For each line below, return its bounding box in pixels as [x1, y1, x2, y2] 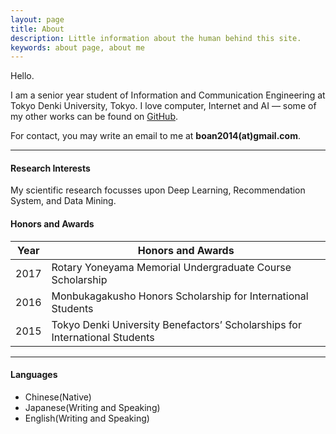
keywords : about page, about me [10, 42, 145, 53]
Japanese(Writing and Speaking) [24, 401, 161, 413]
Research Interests [10, 162, 91, 174]
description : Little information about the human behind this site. [10, 33, 302, 43]
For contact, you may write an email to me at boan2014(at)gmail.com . [10, 130, 301, 142]
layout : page [10, 14, 65, 25]
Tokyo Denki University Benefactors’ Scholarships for [51, 317, 302, 331]
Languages [10, 369, 58, 381]
